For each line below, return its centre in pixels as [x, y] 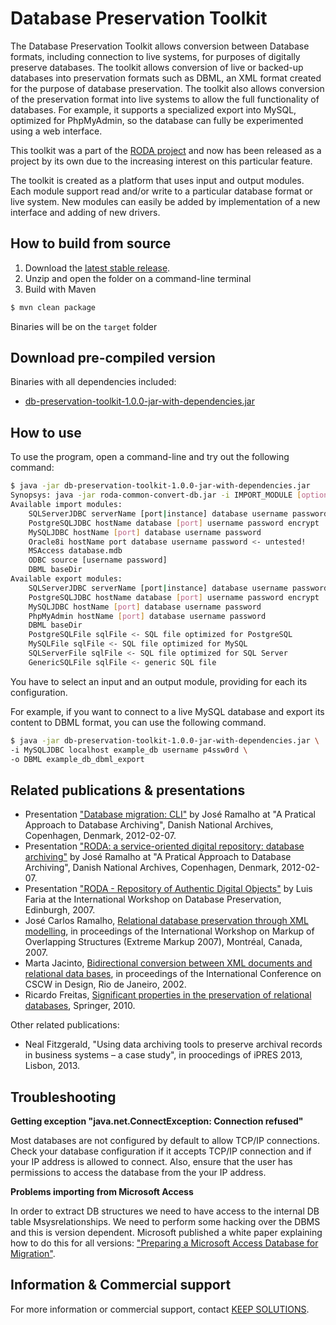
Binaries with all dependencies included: [93, 382]
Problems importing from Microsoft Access [102, 1191]
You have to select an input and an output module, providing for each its [159, 681]
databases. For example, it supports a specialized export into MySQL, [153, 109]
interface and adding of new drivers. [85, 212]
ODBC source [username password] [98, 560]
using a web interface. [56, 131]
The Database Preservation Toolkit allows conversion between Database [160, 46]
